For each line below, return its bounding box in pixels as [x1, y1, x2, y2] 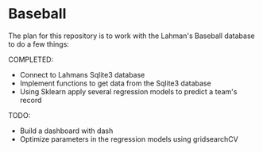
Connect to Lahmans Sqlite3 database [19, 70, 145, 79]
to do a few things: [8, 39, 70, 48]
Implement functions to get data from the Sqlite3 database [19, 78, 212, 88]
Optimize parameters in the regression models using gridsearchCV [19, 134, 238, 143]
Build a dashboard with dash [19, 126, 114, 135]
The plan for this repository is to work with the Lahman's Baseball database [8, 31, 256, 40]
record [19, 95, 42, 104]
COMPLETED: [8, 55, 54, 64]
